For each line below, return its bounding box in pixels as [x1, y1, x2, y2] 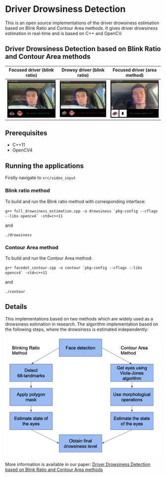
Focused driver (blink [9, 67, 54, 73]
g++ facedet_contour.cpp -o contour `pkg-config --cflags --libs [5, 265, 142, 270]
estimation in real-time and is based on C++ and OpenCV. [5, 30, 123, 36]
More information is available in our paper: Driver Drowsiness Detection [5, 461, 151, 467]
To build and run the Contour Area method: [5, 255, 93, 261]
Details [5, 303, 27, 311]
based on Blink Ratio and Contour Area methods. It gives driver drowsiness [5, 25, 158, 31]
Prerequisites [5, 129, 47, 137]
